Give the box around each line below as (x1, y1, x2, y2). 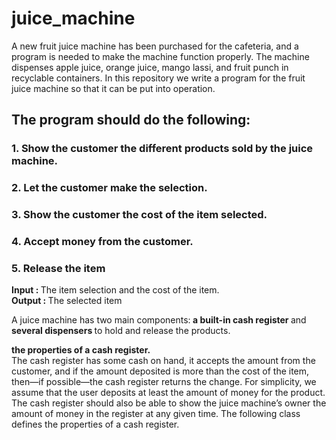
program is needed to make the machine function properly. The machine (11, 50, 310, 62)
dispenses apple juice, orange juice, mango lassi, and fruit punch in (11, 61, 289, 73)
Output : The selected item (11, 295, 123, 307)
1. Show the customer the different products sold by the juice (11, 142, 314, 156)
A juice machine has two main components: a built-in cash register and (11, 314, 307, 326)
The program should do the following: (11, 112, 251, 129)
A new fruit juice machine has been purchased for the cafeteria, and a (11, 40, 299, 52)
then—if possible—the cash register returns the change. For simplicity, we (11, 376, 317, 388)
